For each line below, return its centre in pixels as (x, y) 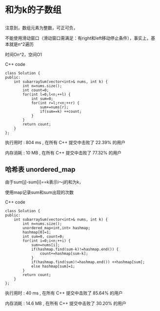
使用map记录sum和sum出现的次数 (40, 192)
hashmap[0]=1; (37, 232)
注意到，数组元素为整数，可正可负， (41, 28)
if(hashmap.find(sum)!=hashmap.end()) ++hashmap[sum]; (88, 262)
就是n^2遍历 (21, 44)
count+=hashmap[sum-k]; (64, 254)
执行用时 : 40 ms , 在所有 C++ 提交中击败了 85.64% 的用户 (64, 293)
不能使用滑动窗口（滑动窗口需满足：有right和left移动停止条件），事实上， (78, 38)
